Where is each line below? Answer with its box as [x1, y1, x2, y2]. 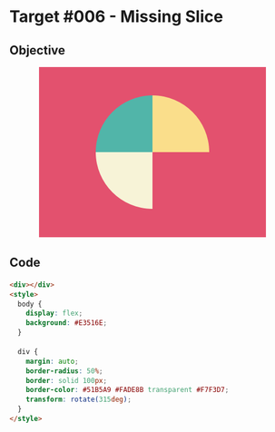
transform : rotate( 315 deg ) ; [25, 395, 132, 405]
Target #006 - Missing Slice [9, 6, 224, 27]
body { [17, 299, 43, 309]
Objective [9, 43, 66, 58]
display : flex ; [25, 309, 83, 319]
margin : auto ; [25, 357, 79, 366]
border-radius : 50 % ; [25, 366, 103, 376]
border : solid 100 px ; [25, 376, 107, 385]
